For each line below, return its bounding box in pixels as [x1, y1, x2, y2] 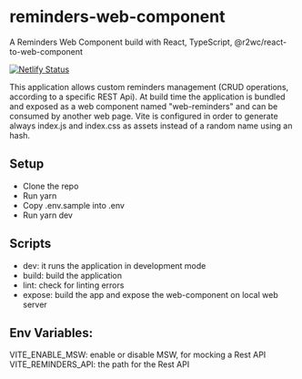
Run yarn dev [22, 210, 73, 220]
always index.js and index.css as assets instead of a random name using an [9, 120, 293, 131]
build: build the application [22, 270, 123, 281]
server [22, 299, 47, 310]
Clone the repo [22, 180, 79, 191]
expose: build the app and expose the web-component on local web [22, 289, 279, 300]
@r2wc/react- [234, 36, 287, 47]
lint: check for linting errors [22, 280, 125, 291]
